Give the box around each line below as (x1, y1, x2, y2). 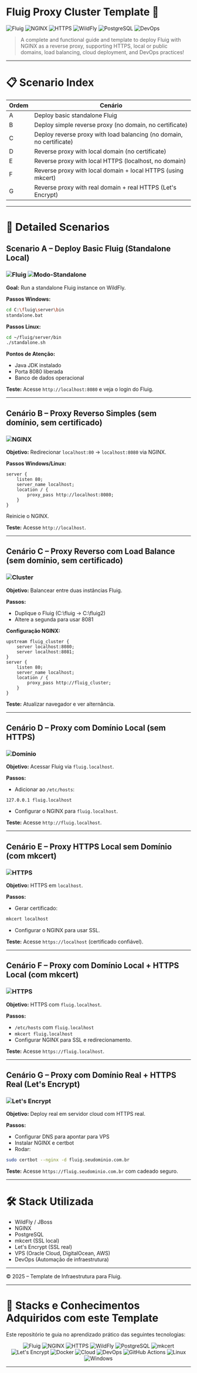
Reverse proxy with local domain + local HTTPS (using (34, 166, 184, 174)
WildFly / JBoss (14, 1218, 53, 1226)
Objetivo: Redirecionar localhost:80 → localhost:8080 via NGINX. (6, 448, 167, 456)
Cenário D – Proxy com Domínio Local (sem (6, 723, 166, 733)
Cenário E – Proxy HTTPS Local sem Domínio (6, 842, 172, 852)
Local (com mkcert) (6, 970, 79, 980)
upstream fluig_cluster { (6, 639, 69, 644)
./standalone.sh (6, 340, 46, 346)
